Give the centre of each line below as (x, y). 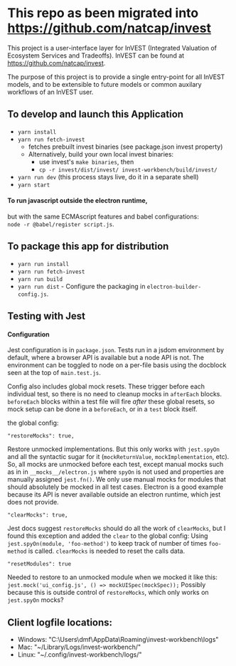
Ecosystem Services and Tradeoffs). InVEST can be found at (96, 55)
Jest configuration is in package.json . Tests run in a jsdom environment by (116, 350)
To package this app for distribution (88, 247)
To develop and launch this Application (95, 114)
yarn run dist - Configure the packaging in (81, 286)
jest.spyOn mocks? (36, 600)
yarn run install (43, 264)
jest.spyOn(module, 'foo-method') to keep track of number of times (107, 544)
